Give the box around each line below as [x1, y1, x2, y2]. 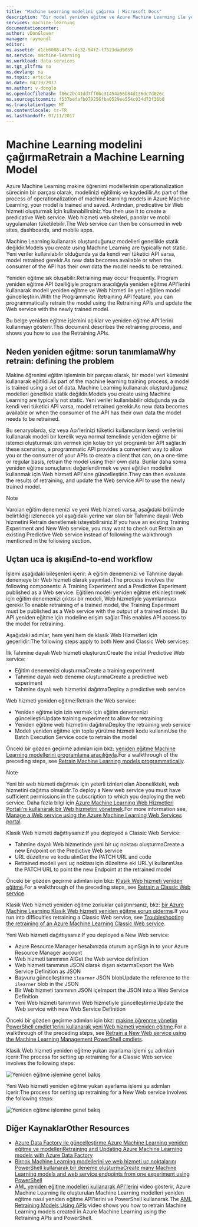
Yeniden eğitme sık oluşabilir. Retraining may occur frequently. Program [6, 275, 179, 282]
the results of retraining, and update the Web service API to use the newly [6, 477, 186, 484]
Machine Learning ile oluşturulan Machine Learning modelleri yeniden [14, 1189, 184, 1196]
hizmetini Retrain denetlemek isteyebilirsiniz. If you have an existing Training [6, 519, 190, 525]
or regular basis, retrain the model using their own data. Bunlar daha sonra [6, 458, 187, 465]
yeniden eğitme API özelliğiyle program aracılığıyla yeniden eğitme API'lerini [6, 281, 190, 288]
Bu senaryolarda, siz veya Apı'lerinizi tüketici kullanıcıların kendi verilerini [6, 427, 183, 434]
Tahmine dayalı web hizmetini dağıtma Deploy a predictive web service [14, 685, 186, 692]
